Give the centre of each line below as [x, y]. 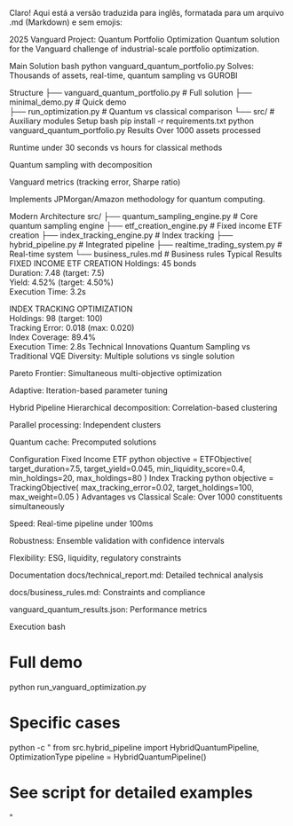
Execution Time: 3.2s [48, 291]
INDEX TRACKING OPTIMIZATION [71, 309]
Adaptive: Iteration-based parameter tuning [89, 390]
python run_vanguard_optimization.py [78, 687]
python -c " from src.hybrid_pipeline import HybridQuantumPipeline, [135, 747]
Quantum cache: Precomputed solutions [83, 442]
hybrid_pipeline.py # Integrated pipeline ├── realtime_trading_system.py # [146, 244]
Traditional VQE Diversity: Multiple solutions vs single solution [122, 356]
